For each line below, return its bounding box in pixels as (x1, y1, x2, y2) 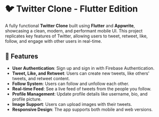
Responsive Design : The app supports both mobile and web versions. (12, 106, 153, 112)
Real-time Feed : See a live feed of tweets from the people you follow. (12, 85, 152, 92)
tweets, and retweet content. (12, 75, 70, 81)
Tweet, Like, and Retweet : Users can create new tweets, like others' (12, 70, 150, 76)
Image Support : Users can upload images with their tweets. (12, 101, 132, 107)
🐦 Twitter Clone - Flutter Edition (5, 3, 138, 15)
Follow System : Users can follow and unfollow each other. (12, 81, 130, 86)
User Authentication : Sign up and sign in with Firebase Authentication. (12, 65, 155, 71)
